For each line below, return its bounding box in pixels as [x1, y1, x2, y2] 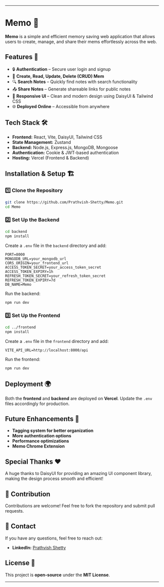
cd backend [5, 229, 27, 234]
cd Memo [5, 204, 21, 209]
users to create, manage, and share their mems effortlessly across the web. [5, 39, 157, 45]
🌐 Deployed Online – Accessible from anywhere [12, 103, 110, 109]
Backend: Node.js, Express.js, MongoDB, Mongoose [12, 144, 118, 150]
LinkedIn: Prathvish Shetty [12, 544, 66, 550]
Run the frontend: [5, 356, 41, 362]
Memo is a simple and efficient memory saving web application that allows [5, 33, 155, 39]
